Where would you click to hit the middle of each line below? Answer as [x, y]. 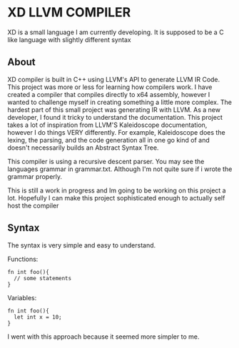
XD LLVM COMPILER [69, 12]
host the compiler [33, 205]
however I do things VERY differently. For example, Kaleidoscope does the [117, 132]
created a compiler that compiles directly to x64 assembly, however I [109, 94]
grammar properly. [35, 176]
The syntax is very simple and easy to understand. [82, 245]
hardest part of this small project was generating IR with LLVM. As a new [114, 109]
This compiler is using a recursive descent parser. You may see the [106, 161]
